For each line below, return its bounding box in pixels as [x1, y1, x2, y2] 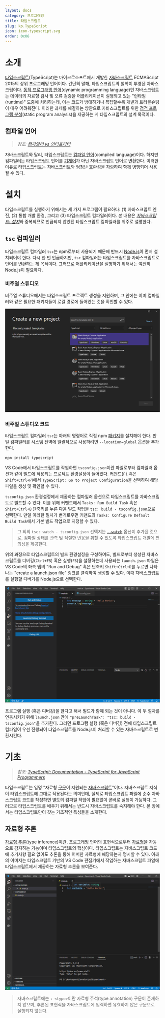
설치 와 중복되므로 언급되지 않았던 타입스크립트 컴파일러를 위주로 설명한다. [11, 218, 152, 224]
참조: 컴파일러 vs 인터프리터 [17, 141, 71, 147]
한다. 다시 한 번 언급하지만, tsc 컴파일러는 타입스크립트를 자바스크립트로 [22, 254, 160, 260]
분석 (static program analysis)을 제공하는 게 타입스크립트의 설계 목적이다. [14, 111, 155, 117]
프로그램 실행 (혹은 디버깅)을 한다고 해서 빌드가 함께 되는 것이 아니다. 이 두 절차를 [5, 708, 160, 713]
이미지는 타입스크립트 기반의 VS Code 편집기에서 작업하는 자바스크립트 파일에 [10, 857, 160, 863]
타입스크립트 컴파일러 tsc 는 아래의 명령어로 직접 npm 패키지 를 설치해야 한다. [5, 432, 152, 438]
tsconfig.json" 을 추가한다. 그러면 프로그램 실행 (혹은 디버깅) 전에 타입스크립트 [5, 720, 157, 726]
